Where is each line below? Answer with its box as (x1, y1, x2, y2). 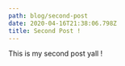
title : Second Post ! (8, 27, 81, 35)
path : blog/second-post (8, 11, 89, 20)
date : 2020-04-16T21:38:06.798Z (8, 19, 117, 27)
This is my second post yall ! (8, 49, 103, 59)
